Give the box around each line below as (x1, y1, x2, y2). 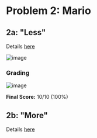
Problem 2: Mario (6, 4, 92, 18)
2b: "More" (6, 110, 49, 120)
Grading (6, 68, 30, 77)
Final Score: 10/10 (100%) (6, 94, 68, 101)
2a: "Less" (6, 27, 46, 37)
